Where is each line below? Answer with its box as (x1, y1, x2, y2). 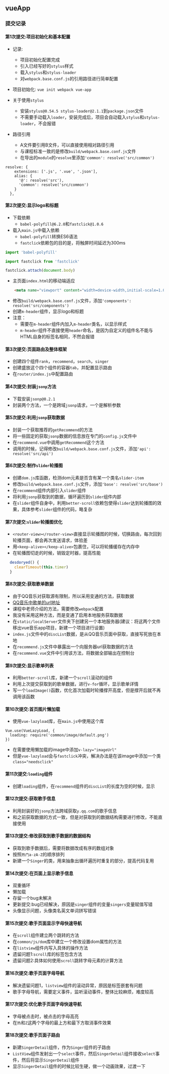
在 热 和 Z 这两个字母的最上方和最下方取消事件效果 (12, 1019, 112, 1026)
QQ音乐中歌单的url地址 (12, 600, 60, 606)
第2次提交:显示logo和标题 (5, 202, 59, 209)
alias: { (14, 173, 33, 178)
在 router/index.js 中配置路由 (12, 371, 73, 377)
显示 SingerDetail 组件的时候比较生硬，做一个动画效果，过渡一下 (12, 1063, 146, 1069)
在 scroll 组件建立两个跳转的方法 (12, 932, 79, 939)
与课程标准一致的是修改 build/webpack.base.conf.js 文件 (20, 148, 136, 154)
